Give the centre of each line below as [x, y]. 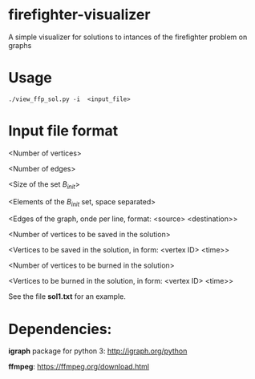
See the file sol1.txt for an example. [67, 296]
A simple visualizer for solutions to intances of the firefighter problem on [128, 37]
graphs [20, 45]
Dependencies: [60, 329]
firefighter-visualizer [79, 15]
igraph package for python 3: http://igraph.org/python [98, 351]
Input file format [63, 131]
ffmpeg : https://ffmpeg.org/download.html [79, 367]
